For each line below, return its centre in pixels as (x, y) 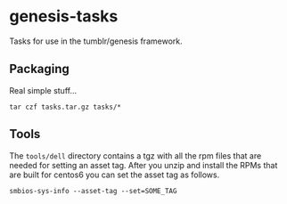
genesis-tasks (64, 16)
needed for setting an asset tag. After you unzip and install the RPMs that (143, 165)
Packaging (39, 69)
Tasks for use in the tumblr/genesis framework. (96, 41)
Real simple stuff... (43, 90)
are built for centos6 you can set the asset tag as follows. (115, 175)
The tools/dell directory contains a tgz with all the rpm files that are (135, 155)
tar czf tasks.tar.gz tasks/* (66, 107)
